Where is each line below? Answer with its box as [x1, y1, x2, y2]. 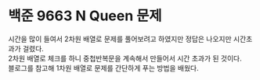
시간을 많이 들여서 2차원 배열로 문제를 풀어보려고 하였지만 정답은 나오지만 [8, 34, 233, 43]
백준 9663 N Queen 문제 [8, 7, 162, 25]
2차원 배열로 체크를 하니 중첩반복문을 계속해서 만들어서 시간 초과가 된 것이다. [8, 54, 242, 63]
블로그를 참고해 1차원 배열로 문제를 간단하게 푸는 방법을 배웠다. [8, 63, 199, 72]
